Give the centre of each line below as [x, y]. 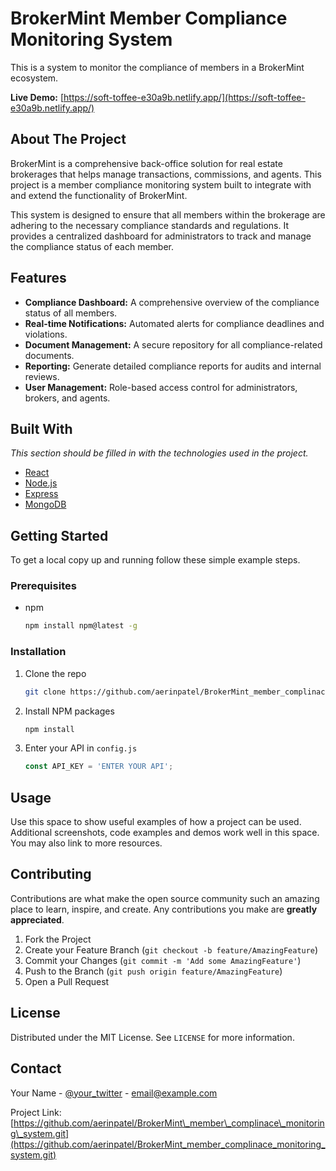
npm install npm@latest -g [81, 626]
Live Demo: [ [37, 97]
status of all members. [71, 313]
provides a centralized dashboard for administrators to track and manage [161, 236]
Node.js [41, 483]
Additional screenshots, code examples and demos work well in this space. [165, 833]
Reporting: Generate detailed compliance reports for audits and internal [173, 366]
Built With [41, 428]
